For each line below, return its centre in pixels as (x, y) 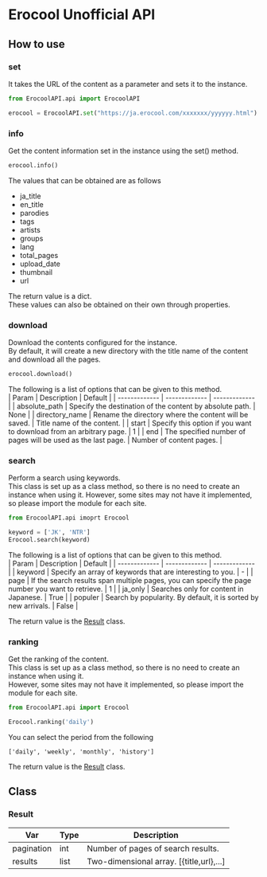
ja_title (30, 196)
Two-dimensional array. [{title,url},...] (156, 861)
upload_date (40, 264)
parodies (34, 213)
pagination (32, 848)
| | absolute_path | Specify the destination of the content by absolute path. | (132, 406)
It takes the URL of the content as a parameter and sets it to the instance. (128, 84)
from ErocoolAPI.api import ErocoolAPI (74, 98)
